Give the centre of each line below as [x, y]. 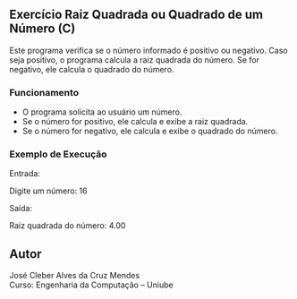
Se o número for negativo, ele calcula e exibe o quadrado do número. [150, 131]
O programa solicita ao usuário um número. [102, 112]
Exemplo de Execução [58, 154]
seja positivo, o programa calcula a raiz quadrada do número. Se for [134, 60]
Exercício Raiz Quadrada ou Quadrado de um [136, 15]
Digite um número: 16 [48, 191]
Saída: [21, 209]
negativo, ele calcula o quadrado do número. [92, 69]
